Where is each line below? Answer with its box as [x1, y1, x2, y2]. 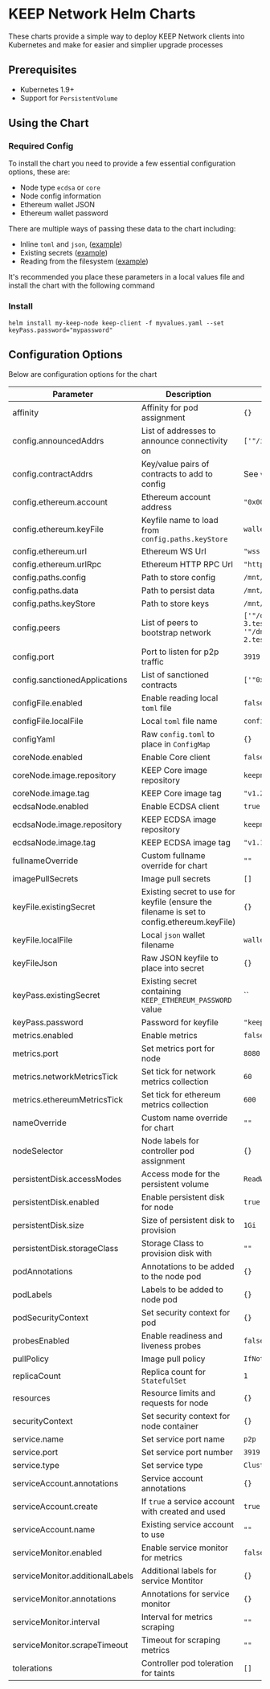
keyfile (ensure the [141, 896, 213, 907]
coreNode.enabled [12, 751, 83, 763]
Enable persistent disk [141, 1191, 225, 1202]
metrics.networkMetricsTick [12, 1070, 118, 1082]
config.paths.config [12, 571, 87, 583]
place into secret [141, 962, 205, 973]
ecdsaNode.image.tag [12, 836, 96, 848]
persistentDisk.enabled [12, 1196, 100, 1208]
